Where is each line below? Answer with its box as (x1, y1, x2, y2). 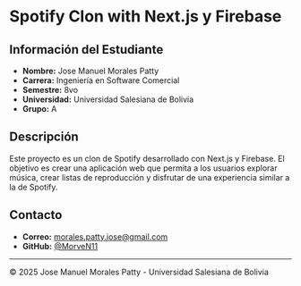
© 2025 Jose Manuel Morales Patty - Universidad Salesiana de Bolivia (9, 266, 269, 277)
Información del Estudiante (9, 42, 164, 57)
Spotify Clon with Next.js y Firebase (9, 6, 282, 27)
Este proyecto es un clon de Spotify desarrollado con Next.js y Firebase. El (9, 153, 285, 164)
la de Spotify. (9, 181, 58, 192)
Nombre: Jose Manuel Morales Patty (21, 65, 159, 76)
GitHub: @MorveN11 (21, 240, 99, 251)
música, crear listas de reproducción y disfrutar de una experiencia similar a (9, 172, 290, 182)
